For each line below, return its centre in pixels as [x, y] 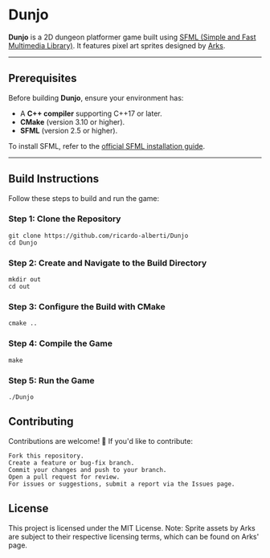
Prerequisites [43, 78]
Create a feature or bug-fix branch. [72, 463]
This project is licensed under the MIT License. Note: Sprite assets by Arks [132, 527]
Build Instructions [54, 179]
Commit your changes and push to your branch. [88, 470]
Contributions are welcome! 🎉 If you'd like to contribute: [100, 441]
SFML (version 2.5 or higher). [69, 130]
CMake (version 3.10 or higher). [72, 121]
